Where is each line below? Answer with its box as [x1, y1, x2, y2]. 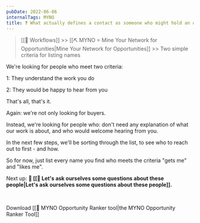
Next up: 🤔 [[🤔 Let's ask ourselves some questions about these [6, 175, 164, 182]
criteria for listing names [20, 51, 81, 59]
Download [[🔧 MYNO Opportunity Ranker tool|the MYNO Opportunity [6, 204, 176, 212]
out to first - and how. [6, 145, 60, 152]
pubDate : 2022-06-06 [6, 8, 58, 15]
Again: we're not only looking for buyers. [6, 109, 106, 117]
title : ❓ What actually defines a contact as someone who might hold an [6, 20, 190, 26]
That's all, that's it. [6, 98, 52, 105]
